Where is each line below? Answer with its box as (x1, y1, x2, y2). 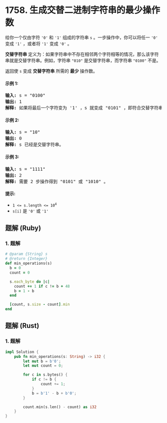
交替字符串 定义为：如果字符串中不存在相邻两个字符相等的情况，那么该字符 (5, 51, 159, 57)
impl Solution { (5, 349, 39, 354)
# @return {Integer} (5, 256, 48, 261)
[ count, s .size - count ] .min (9, 302, 70, 307)
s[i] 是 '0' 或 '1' (12, 208, 49, 214)
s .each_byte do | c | (9, 279, 50, 284)
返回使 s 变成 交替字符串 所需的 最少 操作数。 (5, 68, 98, 74)
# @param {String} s (5, 252, 48, 257)
